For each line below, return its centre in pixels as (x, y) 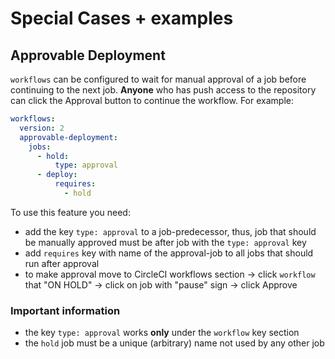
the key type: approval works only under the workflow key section (162, 333)
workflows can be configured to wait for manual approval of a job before (158, 79)
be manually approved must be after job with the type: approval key (165, 242)
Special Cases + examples (122, 18)
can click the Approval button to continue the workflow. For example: (152, 100)
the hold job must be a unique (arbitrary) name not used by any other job (174, 343)
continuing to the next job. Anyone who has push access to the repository (163, 90)
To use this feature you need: (70, 212)
